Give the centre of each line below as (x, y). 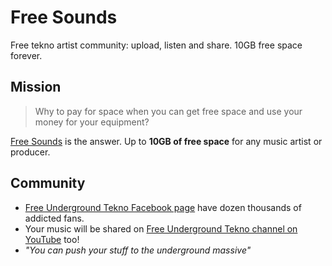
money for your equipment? (92, 122)
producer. (30, 152)
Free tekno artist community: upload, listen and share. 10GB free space (156, 45)
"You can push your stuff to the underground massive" (138, 250)
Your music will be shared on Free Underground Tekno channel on (161, 228)
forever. (26, 55)
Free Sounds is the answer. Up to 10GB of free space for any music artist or (166, 141)
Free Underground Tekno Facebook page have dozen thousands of (163, 207)
